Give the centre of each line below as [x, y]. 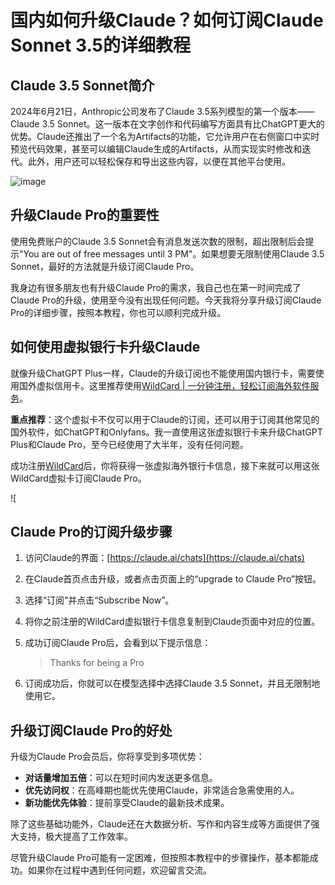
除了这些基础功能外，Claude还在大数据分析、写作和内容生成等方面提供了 [161, 824]
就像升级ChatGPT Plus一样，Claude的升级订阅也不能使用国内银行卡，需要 [163, 373]
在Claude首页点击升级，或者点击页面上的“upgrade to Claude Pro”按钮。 [173, 579]
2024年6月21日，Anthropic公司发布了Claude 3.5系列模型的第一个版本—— [162, 111]
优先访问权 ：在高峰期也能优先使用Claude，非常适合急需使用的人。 [162, 790]
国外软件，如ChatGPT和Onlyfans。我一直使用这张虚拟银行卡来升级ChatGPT [166, 432]
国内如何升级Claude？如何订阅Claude [167, 20]
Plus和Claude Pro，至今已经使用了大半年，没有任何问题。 [129, 444]
